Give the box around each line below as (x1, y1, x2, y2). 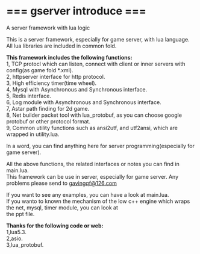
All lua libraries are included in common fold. (6, 42, 117, 49)
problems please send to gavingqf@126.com (6, 179, 117, 187)
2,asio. (6, 235, 23, 242)
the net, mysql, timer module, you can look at (6, 203, 119, 211)
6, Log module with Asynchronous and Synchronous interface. (6, 98, 161, 106)
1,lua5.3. (6, 228, 27, 235)
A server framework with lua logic (6, 24, 90, 31)
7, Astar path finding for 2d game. (6, 105, 90, 112)
